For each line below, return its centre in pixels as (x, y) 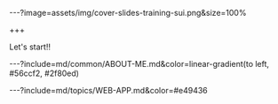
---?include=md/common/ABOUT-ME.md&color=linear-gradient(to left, (139, 64)
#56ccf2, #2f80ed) (44, 73)
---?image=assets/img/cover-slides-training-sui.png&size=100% (128, 13)
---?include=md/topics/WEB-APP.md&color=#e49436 (109, 90)
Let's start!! (30, 47)
